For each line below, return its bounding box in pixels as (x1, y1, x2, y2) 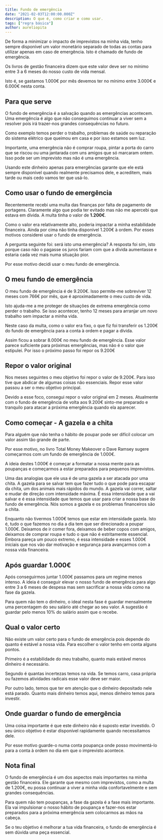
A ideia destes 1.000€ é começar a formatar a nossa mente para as (5, 461, 140, 467)
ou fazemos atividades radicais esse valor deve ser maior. (5, 676, 122, 681)
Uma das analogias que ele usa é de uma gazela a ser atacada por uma (5, 475, 148, 481)
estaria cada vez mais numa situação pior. (5, 252, 90, 257)
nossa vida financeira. (5, 547, 50, 553)
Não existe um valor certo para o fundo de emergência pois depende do (5, 636, 150, 642)
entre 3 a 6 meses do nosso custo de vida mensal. (5, 69, 106, 74)
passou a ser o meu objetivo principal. (5, 385, 82, 391)
